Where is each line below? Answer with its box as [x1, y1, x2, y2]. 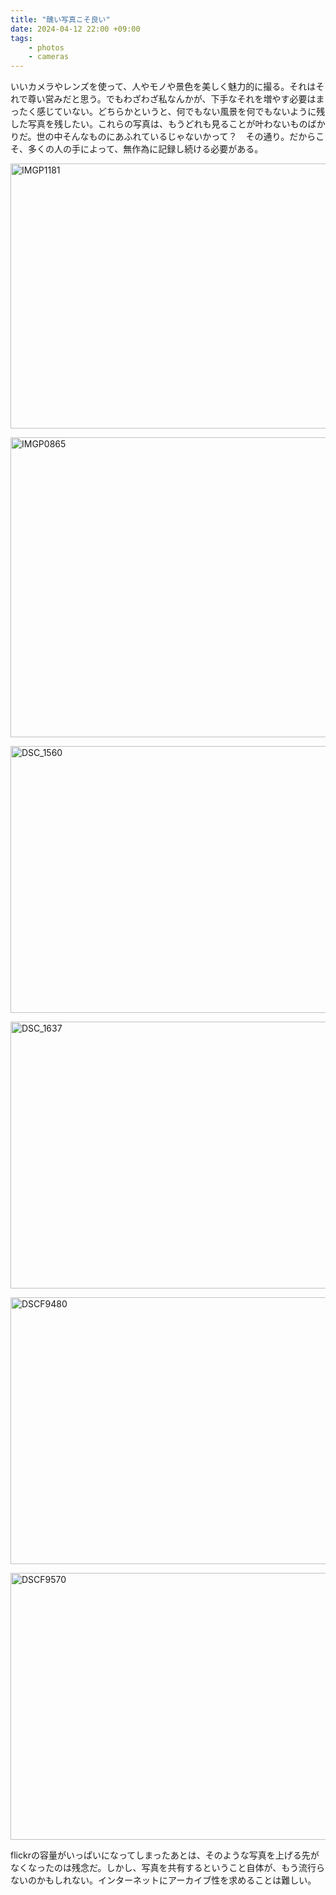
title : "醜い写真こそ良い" [10, 14, 111, 25]
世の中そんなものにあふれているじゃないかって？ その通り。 [36, 131, 290, 143]
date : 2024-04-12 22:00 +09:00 [10, 24, 141, 34]
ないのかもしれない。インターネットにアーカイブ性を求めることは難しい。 [10, 1874, 317, 1886]
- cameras [28, 52, 70, 62]
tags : [10, 33, 33, 43]
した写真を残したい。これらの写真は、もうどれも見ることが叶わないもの [10, 118, 308, 130]
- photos [28, 42, 65, 53]
